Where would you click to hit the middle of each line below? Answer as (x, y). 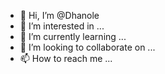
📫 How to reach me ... (66, 58)
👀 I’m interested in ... (62, 26)
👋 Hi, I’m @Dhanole (59, 15)
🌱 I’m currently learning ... (73, 36)
